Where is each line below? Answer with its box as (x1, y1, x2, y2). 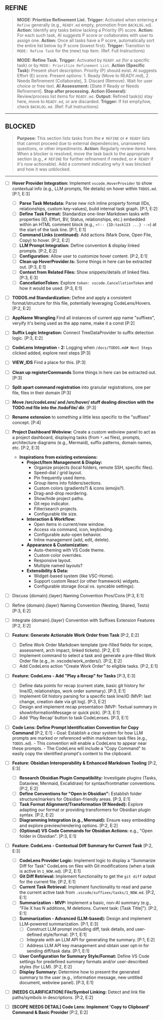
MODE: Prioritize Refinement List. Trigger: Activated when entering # (16, 17, 158, 22)
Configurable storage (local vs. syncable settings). (33, 583, 135, 589)
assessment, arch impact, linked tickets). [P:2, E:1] (19, 647, 120, 653)
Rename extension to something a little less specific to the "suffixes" (12, 414, 151, 420)
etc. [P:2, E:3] (12, 445, 40, 450)
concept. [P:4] (12, 419, 41, 425)
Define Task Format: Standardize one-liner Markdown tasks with (19, 211, 149, 217)
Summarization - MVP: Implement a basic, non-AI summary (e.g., (19, 900, 151, 906)
